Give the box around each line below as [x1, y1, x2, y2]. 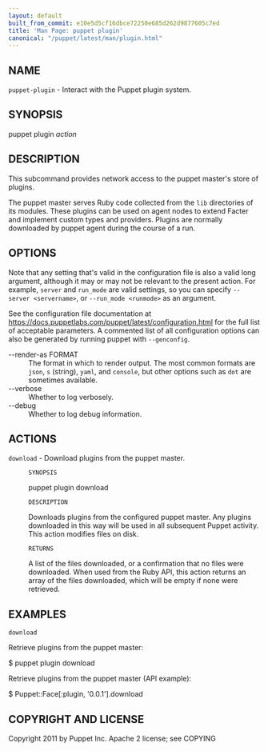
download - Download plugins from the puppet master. [8, 453, 186, 463]
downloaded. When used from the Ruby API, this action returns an [28, 567, 246, 577]
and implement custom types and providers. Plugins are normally [8, 214, 223, 224]
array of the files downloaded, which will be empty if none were [28, 576, 238, 585]
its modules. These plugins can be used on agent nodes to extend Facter [8, 206, 249, 216]
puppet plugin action [8, 129, 78, 138]
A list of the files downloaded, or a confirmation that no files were [28, 559, 244, 569]
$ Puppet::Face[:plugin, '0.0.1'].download [8, 689, 144, 699]
